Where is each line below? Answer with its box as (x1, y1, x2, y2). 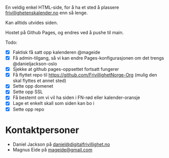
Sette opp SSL (12, 89, 43, 95)
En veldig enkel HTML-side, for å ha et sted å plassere (5, 5, 119, 10)
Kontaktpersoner (5, 124, 79, 136)
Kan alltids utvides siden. (5, 20, 58, 25)
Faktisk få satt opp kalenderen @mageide (12, 49, 101, 55)
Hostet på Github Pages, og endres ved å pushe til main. (5, 30, 124, 35)
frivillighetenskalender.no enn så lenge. (5, 10, 88, 16)
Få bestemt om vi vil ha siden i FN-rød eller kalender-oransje (12, 94, 140, 101)
